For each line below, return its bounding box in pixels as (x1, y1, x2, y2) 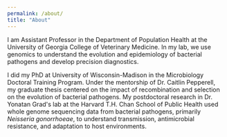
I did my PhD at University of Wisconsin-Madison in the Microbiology (7, 70, 204, 79)
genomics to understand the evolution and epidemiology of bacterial (7, 50, 202, 59)
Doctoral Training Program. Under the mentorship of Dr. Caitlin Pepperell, (7, 78, 216, 86)
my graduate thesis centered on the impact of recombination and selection (7, 85, 220, 94)
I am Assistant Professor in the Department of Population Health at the (7, 35, 208, 43)
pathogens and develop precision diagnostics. (7, 57, 139, 65)
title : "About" (7, 17, 51, 23)
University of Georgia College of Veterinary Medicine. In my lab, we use (7, 43, 211, 51)
